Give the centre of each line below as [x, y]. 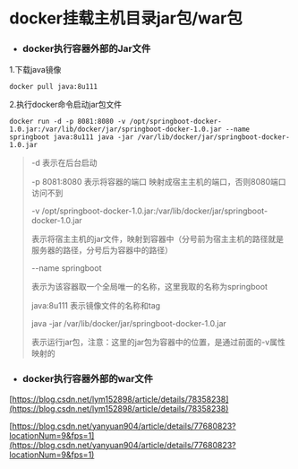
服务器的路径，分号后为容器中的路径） [102, 250]
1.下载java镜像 [35, 70]
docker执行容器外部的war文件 [88, 379]
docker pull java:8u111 [54, 87]
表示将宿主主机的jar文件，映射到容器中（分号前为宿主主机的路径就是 [158, 239]
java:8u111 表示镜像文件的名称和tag [96, 306]
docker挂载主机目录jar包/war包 [126, 18]
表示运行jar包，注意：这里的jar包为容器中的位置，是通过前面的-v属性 [158, 343]
